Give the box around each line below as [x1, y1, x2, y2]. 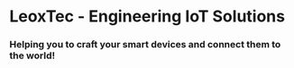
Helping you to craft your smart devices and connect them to [9, 38, 281, 51]
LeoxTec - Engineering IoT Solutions [9, 6, 286, 27]
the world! [9, 49, 56, 62]
